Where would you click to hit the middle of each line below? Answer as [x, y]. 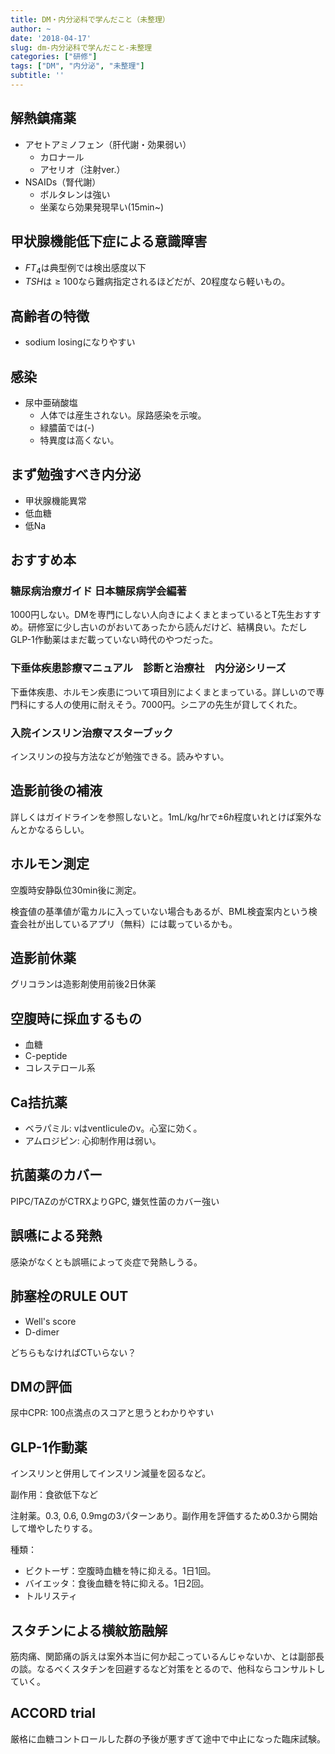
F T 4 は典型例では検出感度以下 [85, 268]
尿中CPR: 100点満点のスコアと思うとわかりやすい [112, 1413]
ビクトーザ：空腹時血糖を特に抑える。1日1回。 [120, 1571]
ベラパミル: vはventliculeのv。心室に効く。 [113, 1128]
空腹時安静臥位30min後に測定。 [76, 890]
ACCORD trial [53, 1713]
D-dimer [42, 1332]
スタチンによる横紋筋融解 [89, 1630]
